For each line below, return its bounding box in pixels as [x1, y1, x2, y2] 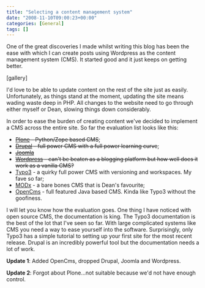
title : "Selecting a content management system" [6, 9, 133, 15]
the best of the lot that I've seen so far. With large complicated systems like [6, 219, 196, 227]
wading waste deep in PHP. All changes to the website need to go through [6, 99, 194, 107]
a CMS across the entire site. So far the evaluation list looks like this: [6, 124, 179, 132]
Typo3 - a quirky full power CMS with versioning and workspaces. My [15, 169, 192, 176]
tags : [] [6, 26, 29, 32]
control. [6, 276, 26, 283]
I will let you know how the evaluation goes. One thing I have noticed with [6, 207, 192, 214]
